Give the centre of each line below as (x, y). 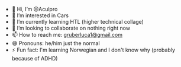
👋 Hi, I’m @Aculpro (35, 9)
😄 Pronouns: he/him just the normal (56, 43)
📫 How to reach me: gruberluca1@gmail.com (67, 35)
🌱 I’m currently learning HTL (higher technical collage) (77, 22)
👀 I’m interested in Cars (40, 15)
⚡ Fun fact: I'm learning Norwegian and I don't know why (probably (93, 50)
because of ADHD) (35, 58)
